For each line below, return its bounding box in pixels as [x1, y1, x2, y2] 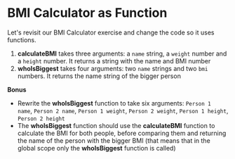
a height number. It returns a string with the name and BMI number [17, 56, 211, 65]
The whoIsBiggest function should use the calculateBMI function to [17, 121, 215, 129]
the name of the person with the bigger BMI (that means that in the [17, 136, 210, 145]
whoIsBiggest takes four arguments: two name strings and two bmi [17, 64, 208, 72]
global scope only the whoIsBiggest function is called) [17, 144, 177, 152]
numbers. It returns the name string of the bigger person [17, 72, 181, 80]
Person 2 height [17, 115, 65, 122]
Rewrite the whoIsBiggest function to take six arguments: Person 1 [17, 98, 212, 107]
